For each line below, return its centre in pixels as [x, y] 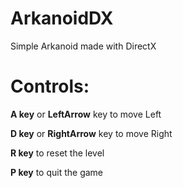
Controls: [50, 86]
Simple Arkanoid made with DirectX [83, 46]
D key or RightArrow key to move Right [91, 133]
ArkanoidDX [62, 18]
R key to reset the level [57, 153]
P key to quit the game [57, 172]
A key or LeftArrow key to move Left [86, 114]
